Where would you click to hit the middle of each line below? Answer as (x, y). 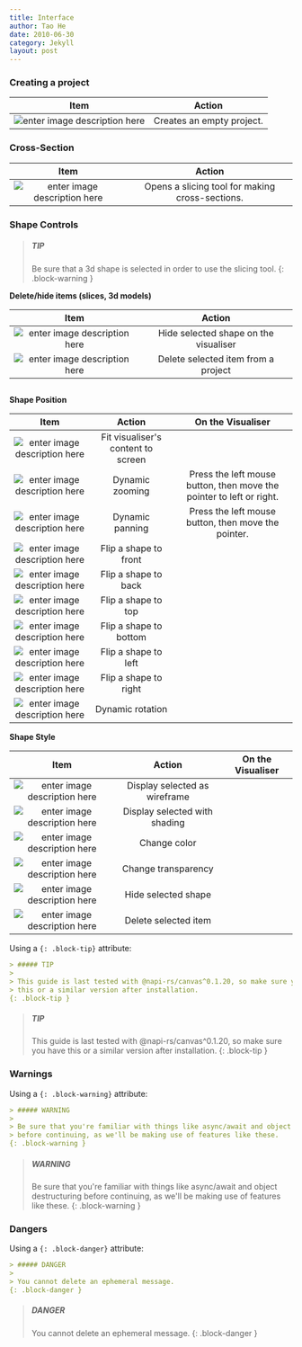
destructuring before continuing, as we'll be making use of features (156, 1196)
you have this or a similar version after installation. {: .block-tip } (149, 1051)
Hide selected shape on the (216, 333)
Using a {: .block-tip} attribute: (71, 948)
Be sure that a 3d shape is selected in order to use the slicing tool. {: (158, 268)
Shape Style (32, 737)
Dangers (28, 1228)
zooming (131, 491)
